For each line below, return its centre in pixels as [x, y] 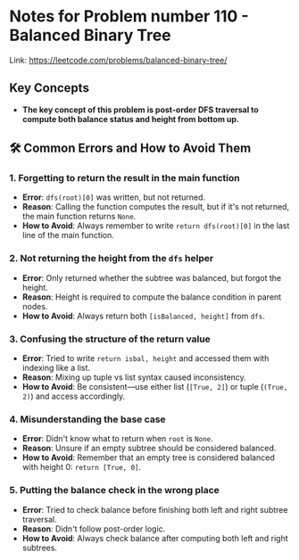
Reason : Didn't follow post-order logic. [94, 529]
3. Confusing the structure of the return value [110, 339]
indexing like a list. [56, 368]
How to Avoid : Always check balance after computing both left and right [155, 538]
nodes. [35, 306]
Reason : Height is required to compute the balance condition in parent [152, 297]
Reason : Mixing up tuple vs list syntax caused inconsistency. [134, 377]
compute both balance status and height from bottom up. [130, 119]
